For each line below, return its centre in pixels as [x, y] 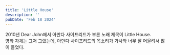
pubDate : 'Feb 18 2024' [31, 19]
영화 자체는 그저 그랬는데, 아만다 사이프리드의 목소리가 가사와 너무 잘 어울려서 [82, 41]
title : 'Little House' [29, 10]
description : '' [23, 15]
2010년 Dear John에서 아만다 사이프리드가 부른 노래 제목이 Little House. [78, 35]
